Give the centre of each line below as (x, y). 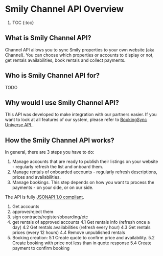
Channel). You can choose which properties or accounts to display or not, (79, 55)
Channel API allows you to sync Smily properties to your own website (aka (80, 49)
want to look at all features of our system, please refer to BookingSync (76, 120)
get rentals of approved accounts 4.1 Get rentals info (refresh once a (81, 222)
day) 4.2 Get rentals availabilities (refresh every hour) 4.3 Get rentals (81, 227)
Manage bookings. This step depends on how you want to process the (83, 183)
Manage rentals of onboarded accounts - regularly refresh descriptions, (85, 172)
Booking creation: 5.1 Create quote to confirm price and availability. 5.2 (83, 238)
